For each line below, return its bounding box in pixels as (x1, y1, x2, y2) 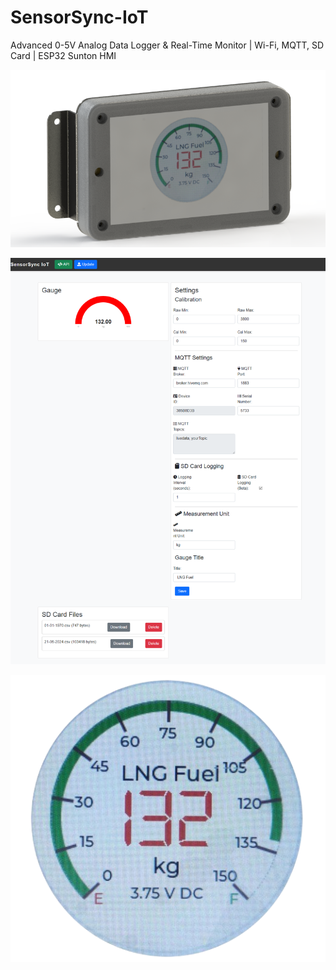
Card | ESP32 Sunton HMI (10, 49, 117, 61)
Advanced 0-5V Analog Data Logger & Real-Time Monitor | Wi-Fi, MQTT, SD (10, 39, 325, 51)
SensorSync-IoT (10, 6, 149, 29)
